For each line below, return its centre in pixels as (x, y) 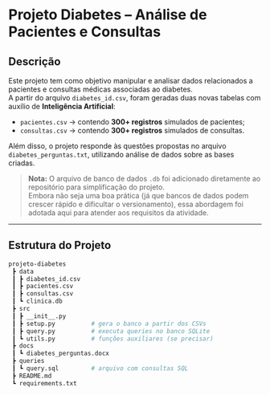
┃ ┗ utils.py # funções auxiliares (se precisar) (113, 339)
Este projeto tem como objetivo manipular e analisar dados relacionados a (131, 81)
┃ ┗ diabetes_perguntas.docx (61, 354)
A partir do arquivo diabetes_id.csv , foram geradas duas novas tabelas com (135, 98)
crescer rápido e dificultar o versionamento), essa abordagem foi (135, 204)
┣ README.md (32, 376)
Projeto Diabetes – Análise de (108, 15)
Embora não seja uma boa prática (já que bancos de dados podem (138, 195)
